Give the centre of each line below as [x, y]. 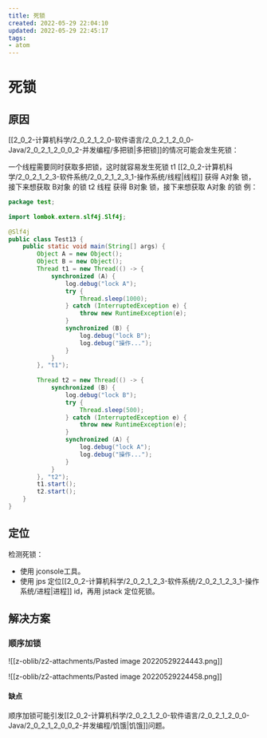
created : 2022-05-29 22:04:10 [59, 23]
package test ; [32, 202]
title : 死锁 [27, 16]
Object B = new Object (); [80, 262]
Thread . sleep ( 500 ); [112, 410]
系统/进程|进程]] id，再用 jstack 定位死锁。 [89, 591]
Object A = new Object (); [80, 254]
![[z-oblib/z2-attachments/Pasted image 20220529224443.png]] [116, 661]
